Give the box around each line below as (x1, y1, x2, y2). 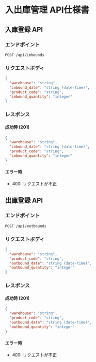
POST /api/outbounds (5, 224, 47, 229)
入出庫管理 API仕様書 (5, 4, 90, 16)
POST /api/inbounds (5, 52, 45, 57)
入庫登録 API (5, 25, 43, 34)
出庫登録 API (5, 196, 43, 205)
